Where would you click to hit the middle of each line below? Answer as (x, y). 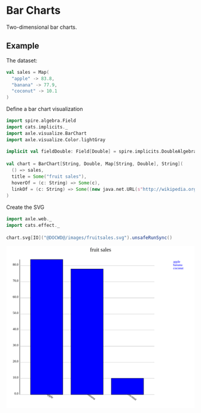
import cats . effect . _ (33, 225)
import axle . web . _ (29, 219)
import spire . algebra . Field (41, 121)
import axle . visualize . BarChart (46, 133)
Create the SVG (25, 207)
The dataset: (22, 60)
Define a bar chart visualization (45, 109)
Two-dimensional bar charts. (42, 27)
